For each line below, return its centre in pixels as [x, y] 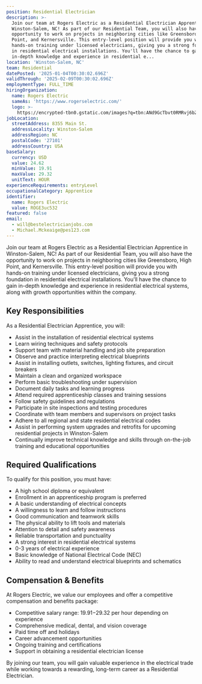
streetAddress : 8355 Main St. [49, 124]
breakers [26, 369]
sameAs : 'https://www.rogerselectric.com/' [67, 101]
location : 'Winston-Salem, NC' [45, 62]
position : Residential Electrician [51, 12]
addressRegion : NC [35, 135]
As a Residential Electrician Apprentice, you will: [66, 325]
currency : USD [29, 157]
